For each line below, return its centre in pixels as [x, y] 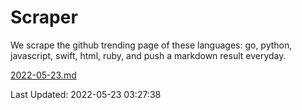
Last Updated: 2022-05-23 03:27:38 [86, 94]
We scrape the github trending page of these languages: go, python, [151, 45]
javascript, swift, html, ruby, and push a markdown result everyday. [148, 55]
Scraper [44, 17]
